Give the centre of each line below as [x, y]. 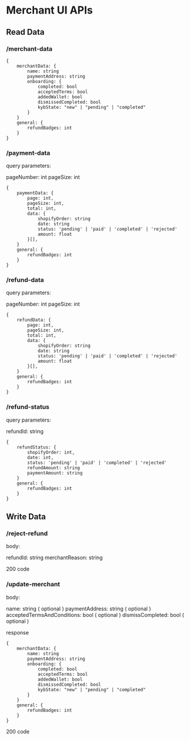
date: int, [41, 457]
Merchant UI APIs [49, 10]
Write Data [26, 517]
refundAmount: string [54, 468]
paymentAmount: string [55, 473]
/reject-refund [27, 533]
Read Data [25, 32]
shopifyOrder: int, [51, 452]
